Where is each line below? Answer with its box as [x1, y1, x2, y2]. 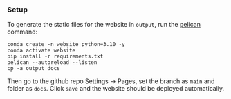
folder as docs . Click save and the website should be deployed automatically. [7, 85, 225, 93]
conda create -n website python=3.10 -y [7, 41, 126, 48]
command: [7, 27, 38, 36]
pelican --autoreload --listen [7, 59, 98, 66]
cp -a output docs [7, 65, 60, 72]
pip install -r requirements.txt [7, 53, 104, 60]
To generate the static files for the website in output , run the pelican [7, 21, 201, 29]
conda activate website [7, 47, 76, 54]
